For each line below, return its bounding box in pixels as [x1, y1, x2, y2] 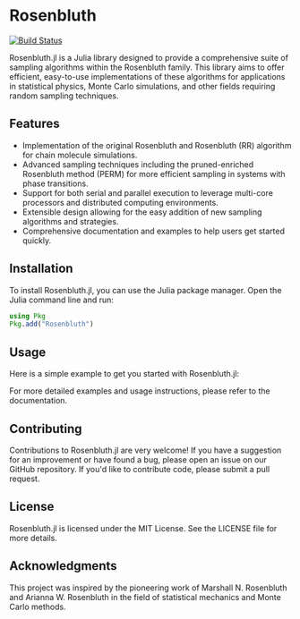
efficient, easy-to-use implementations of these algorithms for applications [9, 71, 286, 81]
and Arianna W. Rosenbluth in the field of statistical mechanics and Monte [9, 591, 282, 602]
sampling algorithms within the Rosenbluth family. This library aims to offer [9, 62, 285, 72]
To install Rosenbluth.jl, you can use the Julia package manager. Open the [9, 284, 282, 295]
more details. [9, 532, 58, 543]
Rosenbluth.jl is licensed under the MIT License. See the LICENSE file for [9, 522, 278, 533]
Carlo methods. [9, 601, 66, 612]
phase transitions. [21, 178, 89, 189]
